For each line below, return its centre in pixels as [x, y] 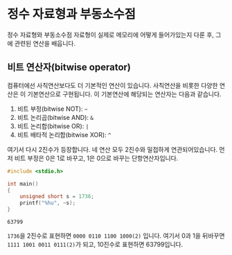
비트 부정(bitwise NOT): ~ [52, 109]
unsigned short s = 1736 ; [57, 197]
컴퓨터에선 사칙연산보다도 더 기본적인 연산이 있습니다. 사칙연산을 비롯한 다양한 [113, 85]
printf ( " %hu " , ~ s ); [48, 203]
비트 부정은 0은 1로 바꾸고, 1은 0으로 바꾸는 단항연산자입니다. [96, 158]
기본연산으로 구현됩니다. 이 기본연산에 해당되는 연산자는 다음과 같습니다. [124, 94]
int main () [23, 184]
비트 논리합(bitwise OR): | [53, 126]
